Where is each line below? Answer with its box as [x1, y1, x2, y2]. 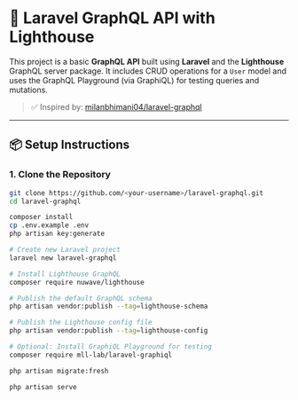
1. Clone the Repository [9, 169, 111, 181]
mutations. [9, 84, 49, 95]
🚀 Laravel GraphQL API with [9, 8, 216, 28]
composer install [9, 213, 74, 222]
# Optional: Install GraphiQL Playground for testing [9, 342, 213, 351]
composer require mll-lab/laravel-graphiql [9, 350, 173, 359]
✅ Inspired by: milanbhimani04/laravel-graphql [30, 101, 202, 112]
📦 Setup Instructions [9, 137, 130, 153]
